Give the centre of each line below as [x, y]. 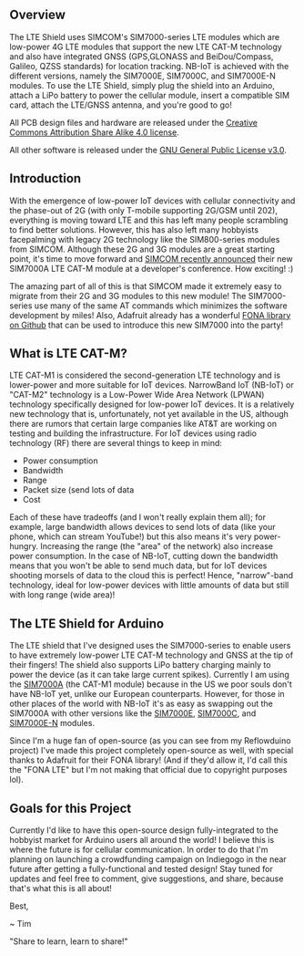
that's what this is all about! [61, 888]
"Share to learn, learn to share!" [69, 941]
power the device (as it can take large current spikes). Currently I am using [149, 675]
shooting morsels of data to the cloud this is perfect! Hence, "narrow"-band [152, 576]
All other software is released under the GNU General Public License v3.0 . [148, 150]
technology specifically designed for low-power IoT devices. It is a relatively [152, 404]
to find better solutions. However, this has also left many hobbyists [134, 229]
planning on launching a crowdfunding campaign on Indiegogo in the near [148, 859]
